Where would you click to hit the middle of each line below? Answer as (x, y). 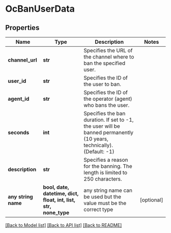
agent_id (19, 99)
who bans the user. (107, 105)
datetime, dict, (61, 194)
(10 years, (96, 139)
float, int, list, (59, 200)
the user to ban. (102, 84)
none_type (56, 213)
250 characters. (103, 179)
